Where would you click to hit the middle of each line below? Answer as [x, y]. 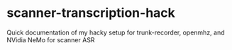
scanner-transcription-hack [91, 13]
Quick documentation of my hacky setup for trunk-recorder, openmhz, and [116, 32]
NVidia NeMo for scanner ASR [51, 39]
